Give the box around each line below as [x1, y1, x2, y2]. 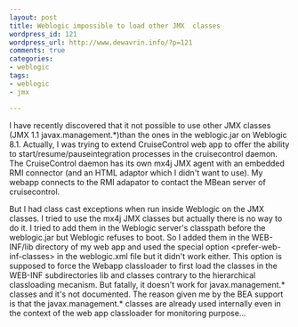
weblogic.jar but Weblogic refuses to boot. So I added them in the [9, 232, 250, 242]
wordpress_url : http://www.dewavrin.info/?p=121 [9, 37, 193, 47]
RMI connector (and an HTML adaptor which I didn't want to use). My [9, 167, 263, 178]
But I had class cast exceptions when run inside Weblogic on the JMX [9, 203, 265, 214]
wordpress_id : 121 [9, 29, 77, 38]
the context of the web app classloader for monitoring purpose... [9, 307, 246, 318]
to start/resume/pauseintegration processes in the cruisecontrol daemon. [9, 148, 278, 159]
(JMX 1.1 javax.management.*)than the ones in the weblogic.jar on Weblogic [9, 129, 287, 140]
